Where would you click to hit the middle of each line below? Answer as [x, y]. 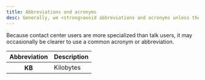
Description [71, 57]
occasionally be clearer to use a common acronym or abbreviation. [90, 42]
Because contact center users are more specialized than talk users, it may [99, 35]
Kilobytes [67, 67]
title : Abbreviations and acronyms [52, 12]
